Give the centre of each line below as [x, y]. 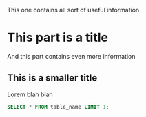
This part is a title [58, 38]
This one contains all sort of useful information [73, 10]
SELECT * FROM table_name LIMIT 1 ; [58, 107]
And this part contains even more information [71, 56]
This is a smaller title [52, 78]
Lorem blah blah [30, 94]
